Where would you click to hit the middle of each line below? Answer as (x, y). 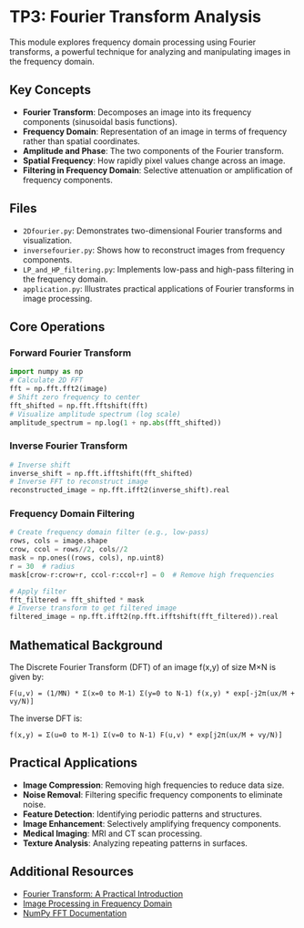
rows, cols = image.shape (58, 541)
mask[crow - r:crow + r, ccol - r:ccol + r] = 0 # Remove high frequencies (142, 575)
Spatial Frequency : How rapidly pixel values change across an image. (154, 160)
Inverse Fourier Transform (69, 446)
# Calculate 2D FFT (46, 380)
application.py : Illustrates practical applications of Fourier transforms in (158, 288)
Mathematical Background (86, 645)
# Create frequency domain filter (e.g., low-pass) (109, 532)
